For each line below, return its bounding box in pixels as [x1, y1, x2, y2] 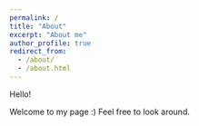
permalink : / [9, 13, 59, 23]
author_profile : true [9, 38, 92, 48]
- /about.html [17, 64, 71, 73]
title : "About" [9, 22, 67, 31]
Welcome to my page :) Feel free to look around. [9, 106, 191, 117]
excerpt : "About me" [9, 30, 88, 39]
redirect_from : [9, 47, 67, 56]
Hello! [9, 88, 32, 100]
